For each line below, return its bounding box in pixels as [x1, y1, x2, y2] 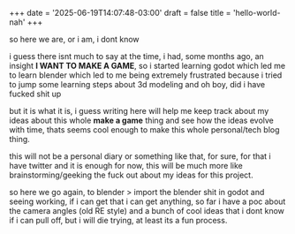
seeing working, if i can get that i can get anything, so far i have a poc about [9, 196, 286, 207]
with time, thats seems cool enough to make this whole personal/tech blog [9, 125, 280, 135]
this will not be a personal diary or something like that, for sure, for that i [9, 151, 271, 162]
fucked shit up [9, 88, 62, 99]
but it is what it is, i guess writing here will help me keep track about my [9, 106, 269, 116]
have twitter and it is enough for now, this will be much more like [9, 161, 243, 170]
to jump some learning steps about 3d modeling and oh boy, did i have [9, 79, 266, 89]
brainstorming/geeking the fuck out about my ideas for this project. [9, 170, 253, 180]
